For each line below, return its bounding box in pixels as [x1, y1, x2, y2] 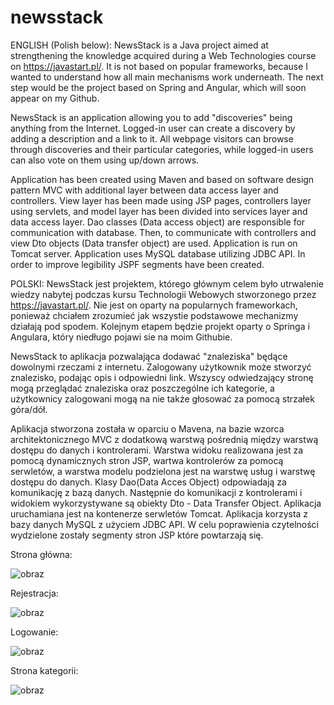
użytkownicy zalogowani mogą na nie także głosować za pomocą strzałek [10, 392, 315, 405]
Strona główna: [10, 548, 73, 560]
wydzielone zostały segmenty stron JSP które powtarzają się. [10, 529, 264, 541]
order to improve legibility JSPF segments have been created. [10, 258, 265, 270]
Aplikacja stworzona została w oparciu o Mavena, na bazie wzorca [10, 422, 285, 435]
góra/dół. [10, 403, 48, 415]
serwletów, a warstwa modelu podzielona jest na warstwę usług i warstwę [10, 465, 316, 477]
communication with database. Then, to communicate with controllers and [10, 226, 317, 238]
